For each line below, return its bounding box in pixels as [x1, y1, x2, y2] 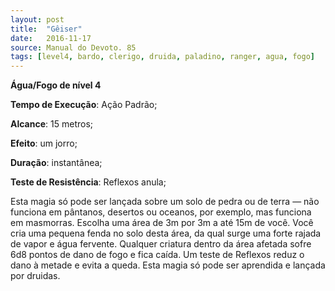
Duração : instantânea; [10, 157, 103, 169]
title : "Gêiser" [10, 24, 83, 34]
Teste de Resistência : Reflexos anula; [10, 176, 167, 188]
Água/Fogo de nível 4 [10, 79, 102, 91]
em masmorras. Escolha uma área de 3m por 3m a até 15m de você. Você [10, 217, 314, 229]
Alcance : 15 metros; [10, 118, 94, 130]
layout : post [10, 14, 65, 25]
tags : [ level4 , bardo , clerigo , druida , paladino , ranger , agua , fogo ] [10, 52, 315, 62]
